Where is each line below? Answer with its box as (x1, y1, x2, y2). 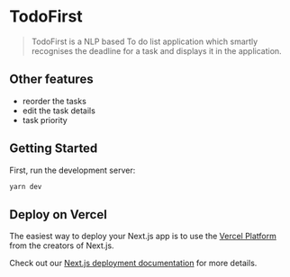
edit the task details (22, 105, 96, 116)
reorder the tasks (22, 95, 87, 106)
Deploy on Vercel (9, 207, 108, 222)
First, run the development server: (9, 165, 136, 175)
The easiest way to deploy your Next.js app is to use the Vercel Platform (9, 231, 277, 242)
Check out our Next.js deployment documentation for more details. (9, 258, 258, 269)
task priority (22, 114, 68, 125)
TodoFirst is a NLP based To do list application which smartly (31, 36, 258, 47)
